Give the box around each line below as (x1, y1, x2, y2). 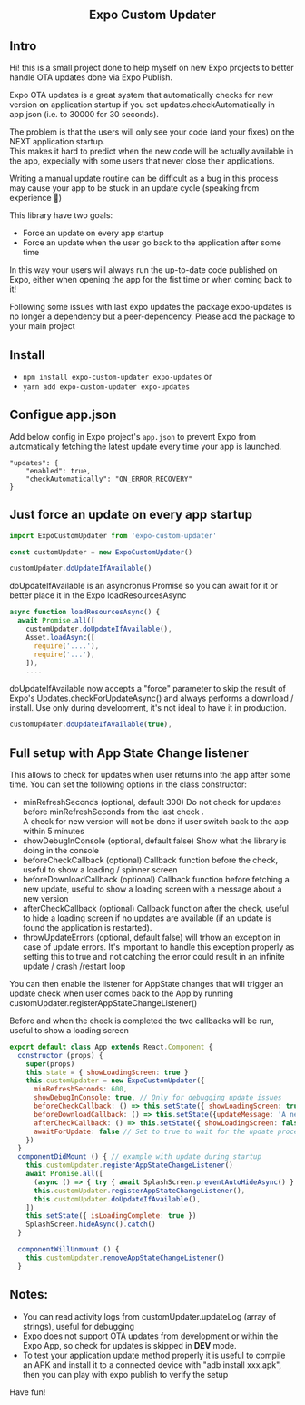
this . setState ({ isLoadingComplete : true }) (25, 1211, 197, 1221)
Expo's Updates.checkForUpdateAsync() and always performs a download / (9, 693, 294, 703)
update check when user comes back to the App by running (9, 988, 234, 999)
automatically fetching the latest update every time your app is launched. (9, 441, 282, 452)
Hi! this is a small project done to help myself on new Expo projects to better (9, 63, 295, 74)
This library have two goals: (9, 210, 113, 221)
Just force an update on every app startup (9, 507, 253, 523)
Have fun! (9, 1386, 46, 1398)
